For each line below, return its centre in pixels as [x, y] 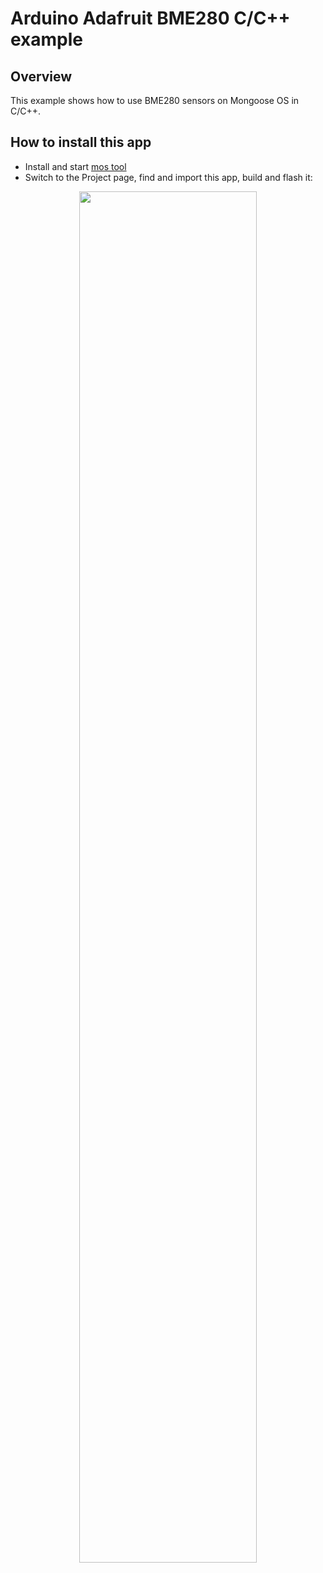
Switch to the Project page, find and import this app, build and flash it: [168, 177]
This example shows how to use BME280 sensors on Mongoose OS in [155, 100]
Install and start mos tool [75, 166]
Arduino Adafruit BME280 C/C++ [150, 18]
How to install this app [81, 142]
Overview [41, 76]
